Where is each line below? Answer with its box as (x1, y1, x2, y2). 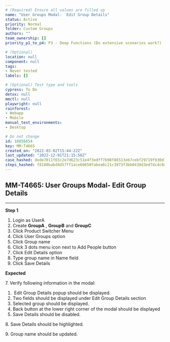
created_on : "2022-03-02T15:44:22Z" (5, 148, 82, 153)
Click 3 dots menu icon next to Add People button (12, 244, 116, 250)
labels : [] (5, 73, 28, 79)
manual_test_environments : (5, 120, 62, 125)
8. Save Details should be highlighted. (5, 321, 84, 327)
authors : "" (5, 31, 30, 36)
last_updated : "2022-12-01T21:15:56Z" (5, 153, 87, 158)
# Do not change (5, 134, 39, 139)
